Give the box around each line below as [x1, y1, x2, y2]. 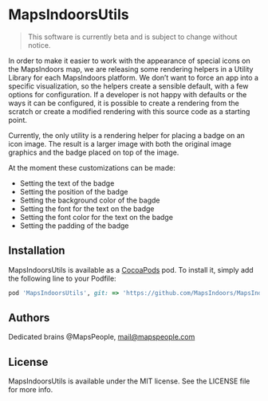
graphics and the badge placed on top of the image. [8, 147, 179, 157]
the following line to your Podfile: [8, 273, 117, 283]
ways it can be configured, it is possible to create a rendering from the [8, 98, 239, 108]
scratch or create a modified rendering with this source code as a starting [8, 106, 250, 116]
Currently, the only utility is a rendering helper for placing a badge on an [8, 130, 246, 140]
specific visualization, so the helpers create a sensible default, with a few [8, 81, 249, 91]
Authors [8, 311, 50, 324]
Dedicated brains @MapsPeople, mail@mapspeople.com [8, 332, 195, 342]
